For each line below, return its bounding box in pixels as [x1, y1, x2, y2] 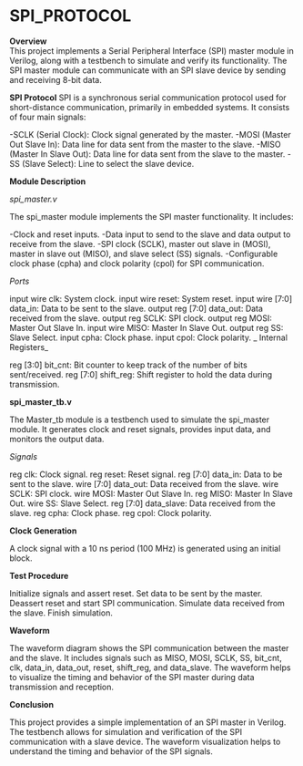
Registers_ [9, 341, 48, 352]
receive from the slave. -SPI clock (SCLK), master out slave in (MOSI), [9, 238, 271, 249]
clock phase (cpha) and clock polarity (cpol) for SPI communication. [9, 257, 265, 269]
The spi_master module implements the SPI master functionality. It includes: [9, 211, 294, 222]
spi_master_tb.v [9, 396, 73, 407]
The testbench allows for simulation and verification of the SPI [9, 726, 243, 737]
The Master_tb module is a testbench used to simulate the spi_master [9, 414, 270, 425]
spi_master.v [9, 193, 57, 204]
